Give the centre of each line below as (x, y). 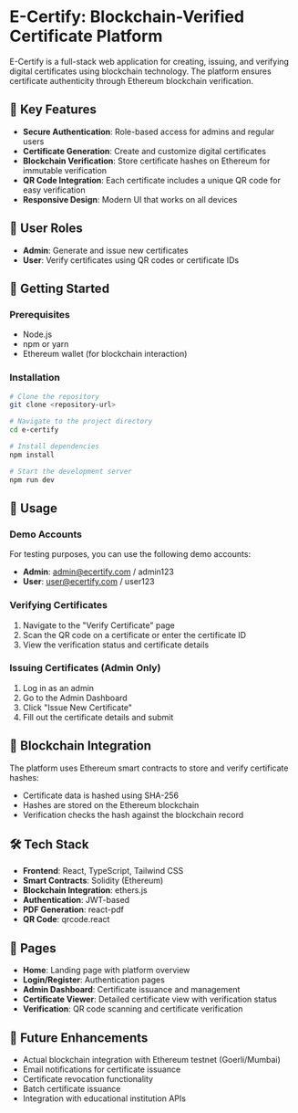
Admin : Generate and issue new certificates (105, 250)
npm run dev (32, 480)
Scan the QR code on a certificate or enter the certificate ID (134, 635)
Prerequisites (40, 314)
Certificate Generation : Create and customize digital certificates (144, 151)
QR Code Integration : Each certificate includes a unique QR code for (151, 180)
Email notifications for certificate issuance (102, 1069)
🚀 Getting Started (60, 288)
